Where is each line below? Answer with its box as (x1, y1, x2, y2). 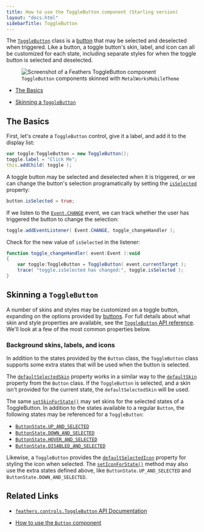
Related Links (6, 491, 59, 501)
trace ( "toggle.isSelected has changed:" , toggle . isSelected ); (17, 267, 184, 274)
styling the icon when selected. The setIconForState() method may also (6, 461, 189, 468)
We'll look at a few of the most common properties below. (6, 325, 151, 333)
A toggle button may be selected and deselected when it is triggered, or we (6, 173, 195, 180)
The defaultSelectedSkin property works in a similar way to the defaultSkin (6, 373, 197, 381)
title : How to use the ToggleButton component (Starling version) (6, 9, 178, 15)
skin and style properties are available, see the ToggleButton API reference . (6, 319, 195, 326)
